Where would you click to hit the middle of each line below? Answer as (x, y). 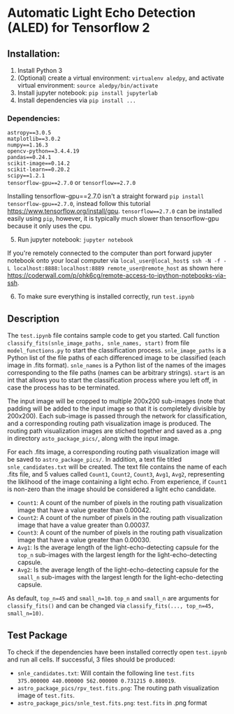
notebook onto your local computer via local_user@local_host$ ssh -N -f (114, 261)
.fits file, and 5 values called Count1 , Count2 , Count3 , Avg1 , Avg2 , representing (116, 474)
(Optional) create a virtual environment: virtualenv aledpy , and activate (121, 78)
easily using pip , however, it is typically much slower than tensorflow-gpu (113, 219)
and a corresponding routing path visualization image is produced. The (109, 424)
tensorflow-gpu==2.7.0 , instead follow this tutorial (79, 204)
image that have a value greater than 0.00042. (84, 510)
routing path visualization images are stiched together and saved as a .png (115, 431)
